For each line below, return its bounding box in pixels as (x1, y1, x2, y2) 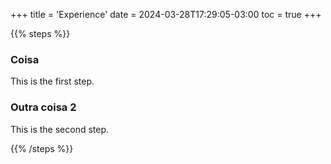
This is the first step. (10, 75, 95, 88)
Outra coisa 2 (10, 100, 77, 114)
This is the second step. (10, 123, 110, 135)
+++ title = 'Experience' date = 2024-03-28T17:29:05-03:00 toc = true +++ (10, 9, 322, 20)
